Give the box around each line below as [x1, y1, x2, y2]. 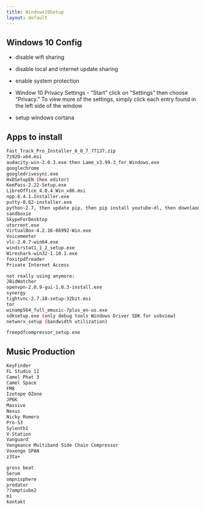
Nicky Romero [6, 414, 40, 420]
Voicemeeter [6, 233, 37, 239]
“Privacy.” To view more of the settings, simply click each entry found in [15, 96, 196, 103]
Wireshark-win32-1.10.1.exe [6, 250, 78, 257]
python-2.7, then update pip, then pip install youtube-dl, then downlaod [6, 204, 201, 211]
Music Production [6, 347, 75, 357]
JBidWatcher [6, 279, 37, 285]
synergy [6, 290, 26, 296]
